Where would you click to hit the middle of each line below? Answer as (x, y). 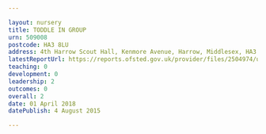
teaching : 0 (28, 67)
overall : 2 (26, 96)
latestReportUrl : (37, 59)
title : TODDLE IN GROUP (47, 30)
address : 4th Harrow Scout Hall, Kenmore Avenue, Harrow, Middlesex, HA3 (133, 52)
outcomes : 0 (28, 89)
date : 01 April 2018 (42, 104)
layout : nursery (35, 22)
